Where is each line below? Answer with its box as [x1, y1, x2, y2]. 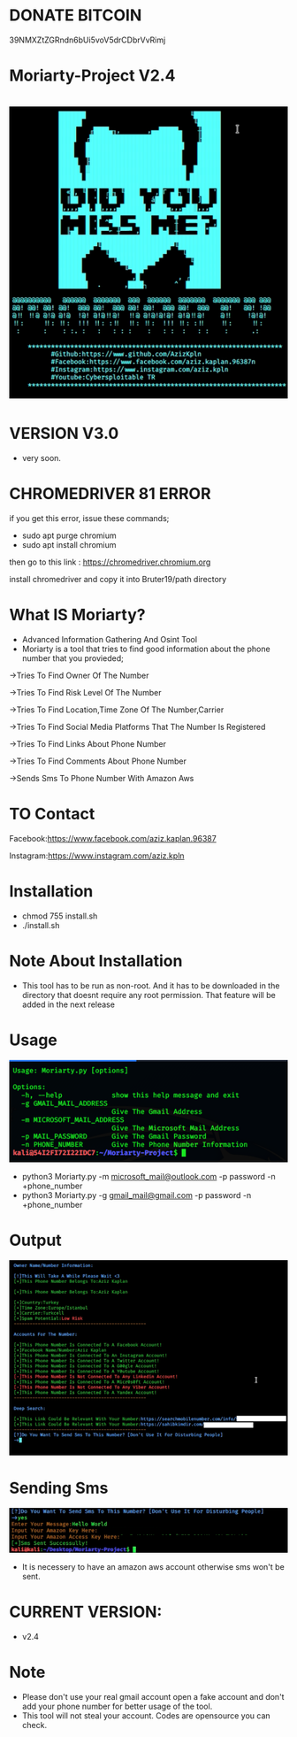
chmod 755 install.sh [21, 911, 98, 921]
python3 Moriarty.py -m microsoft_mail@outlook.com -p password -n [21, 1172, 276, 1182]
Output [9, 1231, 62, 1250]
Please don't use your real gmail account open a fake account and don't [21, 1692, 285, 1702]
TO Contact [9, 804, 95, 824]
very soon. [21, 453, 62, 464]
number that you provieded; [21, 652, 124, 664]
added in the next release [21, 999, 115, 1010]
